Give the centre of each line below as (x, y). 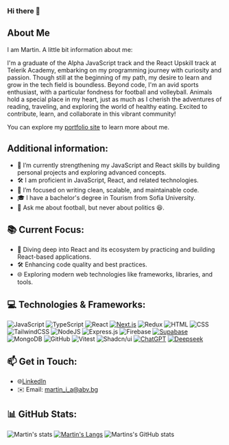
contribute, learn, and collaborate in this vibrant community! (92, 114)
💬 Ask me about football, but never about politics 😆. (91, 207)
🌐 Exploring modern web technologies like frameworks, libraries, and (115, 275)
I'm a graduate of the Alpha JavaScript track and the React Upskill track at (112, 63)
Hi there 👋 (24, 11)
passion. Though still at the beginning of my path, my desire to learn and (110, 77)
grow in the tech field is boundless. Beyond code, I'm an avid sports (103, 84)
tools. (25, 282)
